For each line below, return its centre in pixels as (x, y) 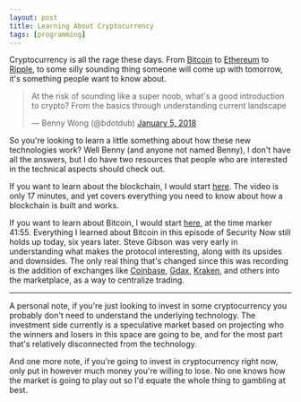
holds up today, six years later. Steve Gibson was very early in (124, 242)
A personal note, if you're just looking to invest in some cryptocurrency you (148, 306)
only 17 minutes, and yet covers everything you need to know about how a (146, 196)
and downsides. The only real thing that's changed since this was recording (149, 261)
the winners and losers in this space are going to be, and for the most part (146, 335)
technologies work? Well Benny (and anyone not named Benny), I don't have (150, 150)
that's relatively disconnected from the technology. (103, 344)
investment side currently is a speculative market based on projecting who (147, 325)
